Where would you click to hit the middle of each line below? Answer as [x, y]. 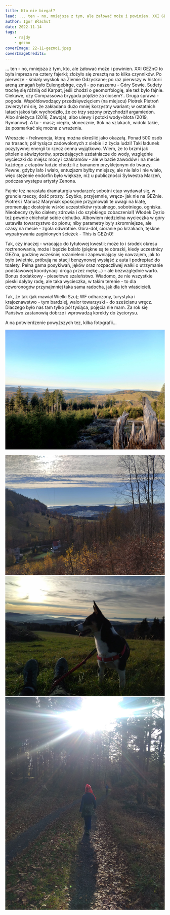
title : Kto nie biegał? [30, 11]
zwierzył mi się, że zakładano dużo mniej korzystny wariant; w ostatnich [80, 106]
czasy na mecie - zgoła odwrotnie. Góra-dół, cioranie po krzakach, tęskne [82, 228]
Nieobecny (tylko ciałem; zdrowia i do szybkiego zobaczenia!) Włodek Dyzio [85, 212]
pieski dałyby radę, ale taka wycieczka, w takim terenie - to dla [71, 281]
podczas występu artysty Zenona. [41, 181]
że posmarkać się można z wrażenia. [44, 128]
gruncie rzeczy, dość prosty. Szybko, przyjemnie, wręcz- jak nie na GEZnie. [84, 196]
